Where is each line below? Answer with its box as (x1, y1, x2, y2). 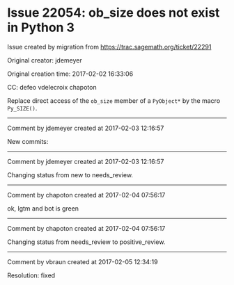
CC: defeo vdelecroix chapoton (7, 83, 97, 91)
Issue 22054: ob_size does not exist (7, 5, 220, 21)
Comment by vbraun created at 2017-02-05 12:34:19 (7, 257, 158, 266)
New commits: (7, 137, 49, 145)
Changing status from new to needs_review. (7, 170, 134, 179)
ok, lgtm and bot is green (7, 204, 79, 213)
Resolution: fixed (7, 271, 56, 279)
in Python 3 (7, 19, 75, 35)
